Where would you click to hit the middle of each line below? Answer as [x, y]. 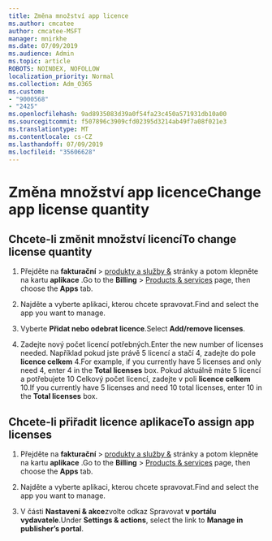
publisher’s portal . [52, 529]
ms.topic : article [39, 62]
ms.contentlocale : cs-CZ [50, 136]
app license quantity [79, 209]
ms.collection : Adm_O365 [50, 84]
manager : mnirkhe [38, 39]
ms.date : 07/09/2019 [43, 46]
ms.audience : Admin [41, 54]
